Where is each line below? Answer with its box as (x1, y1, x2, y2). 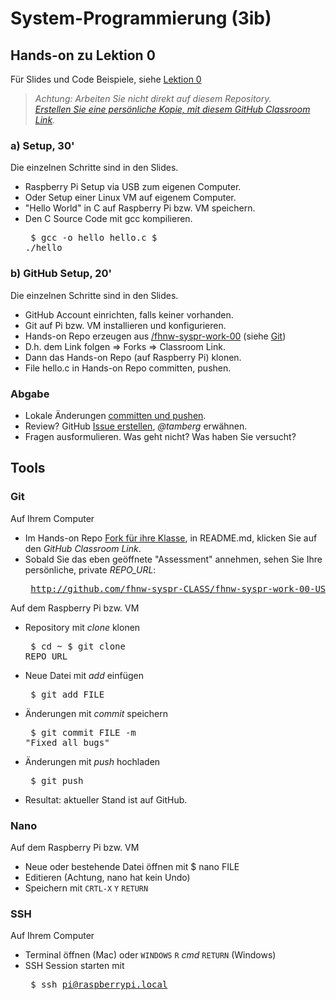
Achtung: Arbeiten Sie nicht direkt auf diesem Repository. (34, 93, 272, 104)
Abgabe (10, 387, 50, 401)
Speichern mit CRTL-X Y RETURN (24, 882, 149, 894)
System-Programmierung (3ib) (10, 7, 272, 30)
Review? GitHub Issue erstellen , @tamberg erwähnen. (24, 420, 248, 432)
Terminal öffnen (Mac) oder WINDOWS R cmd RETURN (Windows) (24, 949, 277, 961)
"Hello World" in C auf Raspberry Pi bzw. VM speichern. (24, 202, 256, 214)
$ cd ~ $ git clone (30, 640, 126, 652)
